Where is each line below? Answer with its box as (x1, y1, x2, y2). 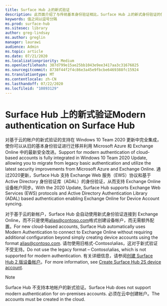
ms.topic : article (5, 49, 43, 54)
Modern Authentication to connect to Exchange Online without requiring (5, 229, 153, 235)
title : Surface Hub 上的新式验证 (5, 7, 70, 12)
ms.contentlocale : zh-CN (5, 77, 57, 82)
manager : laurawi (5, 40, 41, 45)
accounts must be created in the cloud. (5, 297, 85, 303)
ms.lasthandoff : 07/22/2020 (5, 81, 64, 86)
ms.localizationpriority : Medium (5, 58, 75, 63)
